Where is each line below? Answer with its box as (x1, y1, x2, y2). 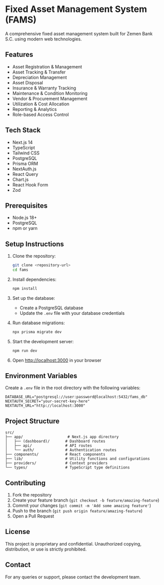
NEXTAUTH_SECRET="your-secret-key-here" (5, 399, 90, 404)
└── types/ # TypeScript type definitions (5, 465, 130, 470)
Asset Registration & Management (12, 63, 82, 69)
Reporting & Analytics (12, 106, 57, 112)
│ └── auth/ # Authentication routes (5, 448, 117, 453)
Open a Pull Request (12, 513, 55, 519)
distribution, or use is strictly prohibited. (5, 546, 87, 552)
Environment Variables (5, 371, 78, 380)
